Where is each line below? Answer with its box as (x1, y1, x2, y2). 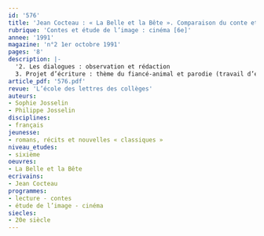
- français (8, 121, 44, 129)
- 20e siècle (8, 216, 51, 224)
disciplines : (8, 114, 51, 122)
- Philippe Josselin (8, 107, 76, 115)
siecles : (8, 209, 37, 217)
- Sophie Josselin (8, 99, 68, 107)
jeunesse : (8, 128, 41, 136)
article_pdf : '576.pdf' (8, 77, 86, 85)
